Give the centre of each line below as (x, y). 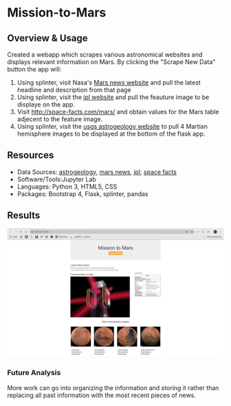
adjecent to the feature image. (60, 119)
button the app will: (34, 69)
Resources (31, 155)
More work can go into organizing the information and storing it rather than (113, 387)
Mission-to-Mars (57, 13)
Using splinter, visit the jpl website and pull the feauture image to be (113, 97)
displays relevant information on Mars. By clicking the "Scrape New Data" (111, 62)
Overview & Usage (47, 38)
